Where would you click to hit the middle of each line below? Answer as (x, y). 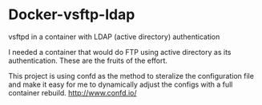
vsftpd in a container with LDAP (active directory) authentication (114, 37)
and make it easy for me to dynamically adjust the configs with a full (121, 84)
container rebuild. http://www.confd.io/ (73, 92)
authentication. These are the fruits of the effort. (88, 60)
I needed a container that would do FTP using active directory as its (120, 52)
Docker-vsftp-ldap (72, 15)
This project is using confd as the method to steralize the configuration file (131, 76)
